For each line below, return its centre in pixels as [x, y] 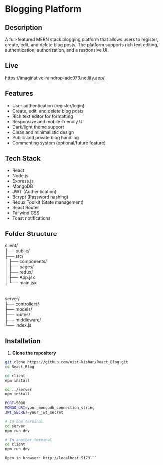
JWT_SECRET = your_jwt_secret [34, 413]
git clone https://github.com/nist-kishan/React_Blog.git [67, 362]
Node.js [20, 176]
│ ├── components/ [26, 262]
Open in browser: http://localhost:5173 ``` [51, 458]
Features [19, 94]
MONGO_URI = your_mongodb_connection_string [50, 408]
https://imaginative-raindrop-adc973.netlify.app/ [55, 78]
